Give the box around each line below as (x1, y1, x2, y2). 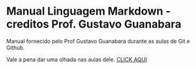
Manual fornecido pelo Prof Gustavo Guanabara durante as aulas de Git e (6, 37, 191, 45)
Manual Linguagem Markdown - (6, 4, 171, 18)
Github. (6, 44, 25, 51)
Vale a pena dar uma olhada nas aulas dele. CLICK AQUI (6, 56, 147, 63)
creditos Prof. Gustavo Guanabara (6, 17, 181, 31)
